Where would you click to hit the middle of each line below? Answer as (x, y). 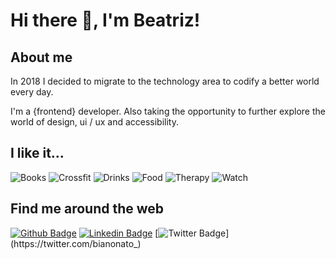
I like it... (37, 153)
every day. (32, 92)
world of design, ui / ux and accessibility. (95, 122)
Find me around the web (87, 209)
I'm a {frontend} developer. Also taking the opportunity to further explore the (168, 111)
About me (41, 57)
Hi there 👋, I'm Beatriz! (105, 20)
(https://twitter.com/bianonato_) (76, 243)
